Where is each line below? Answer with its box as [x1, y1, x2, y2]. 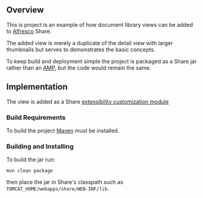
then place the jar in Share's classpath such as [6, 179, 124, 186]
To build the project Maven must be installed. [6, 127, 119, 134]
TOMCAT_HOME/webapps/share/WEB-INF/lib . [6, 185, 109, 193]
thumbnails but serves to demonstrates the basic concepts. [6, 46, 155, 53]
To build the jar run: [6, 156, 55, 163]
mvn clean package [6, 168, 53, 174]
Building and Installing [6, 142, 74, 150]
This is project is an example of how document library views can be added [6, 21, 193, 28]
